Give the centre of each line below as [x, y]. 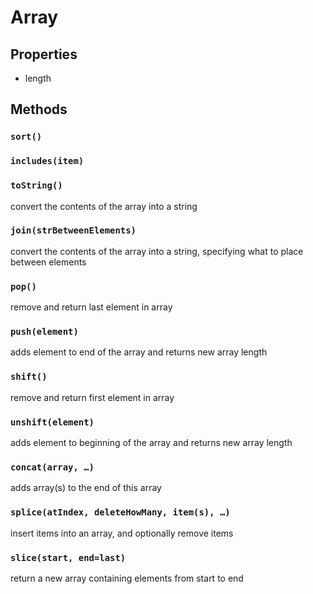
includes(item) [47, 161]
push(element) [44, 332]
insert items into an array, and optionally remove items [122, 533]
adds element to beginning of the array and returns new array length [151, 443]
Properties [44, 54]
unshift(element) [52, 422]
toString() [36, 185]
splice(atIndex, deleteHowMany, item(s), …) [120, 512]
